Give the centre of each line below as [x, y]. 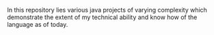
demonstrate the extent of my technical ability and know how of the [102, 17]
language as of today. [38, 24]
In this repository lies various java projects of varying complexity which [107, 10]
